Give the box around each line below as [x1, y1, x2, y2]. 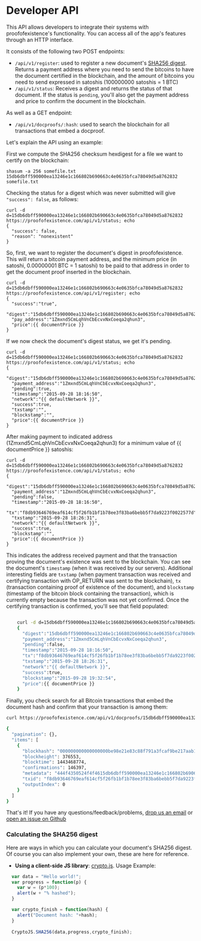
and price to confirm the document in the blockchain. [14, 97, 147, 105]
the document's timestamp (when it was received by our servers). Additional [6, 564, 193, 571]
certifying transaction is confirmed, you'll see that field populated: [6, 603, 169, 610]
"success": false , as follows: [6, 195, 79, 202]
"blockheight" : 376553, [22, 754, 82, 760]
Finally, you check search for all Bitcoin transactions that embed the [6, 697, 173, 704]
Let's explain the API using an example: [6, 138, 103, 146]
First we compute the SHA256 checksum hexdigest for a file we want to [6, 150, 184, 158]
